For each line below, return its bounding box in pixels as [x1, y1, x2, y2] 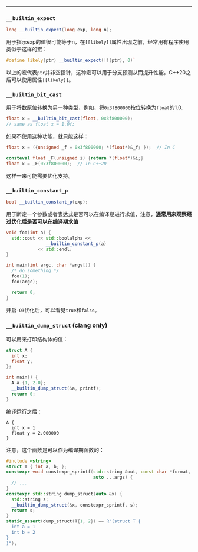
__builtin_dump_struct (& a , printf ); [11, 386, 101, 391]
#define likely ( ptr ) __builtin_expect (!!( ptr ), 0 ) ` [6, 57, 136, 64]
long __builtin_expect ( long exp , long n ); [6, 27, 112, 33]
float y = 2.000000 [11, 430, 60, 436]
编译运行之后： [6, 408, 42, 415]
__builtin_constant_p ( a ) [45, 240, 107, 247]
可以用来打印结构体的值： [6, 335, 68, 342]
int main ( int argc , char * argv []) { [6, 262, 96, 269]
